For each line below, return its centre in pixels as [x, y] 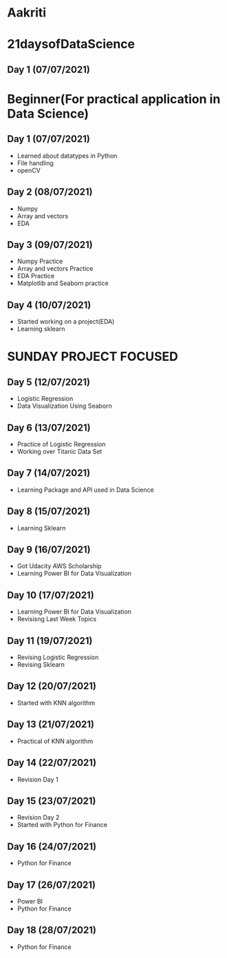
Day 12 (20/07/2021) [52, 686]
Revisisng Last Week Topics [57, 619]
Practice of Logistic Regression [61, 444]
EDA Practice [36, 276]
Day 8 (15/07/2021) [49, 511]
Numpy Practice [40, 261]
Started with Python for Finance [62, 825]
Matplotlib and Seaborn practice [63, 283]
